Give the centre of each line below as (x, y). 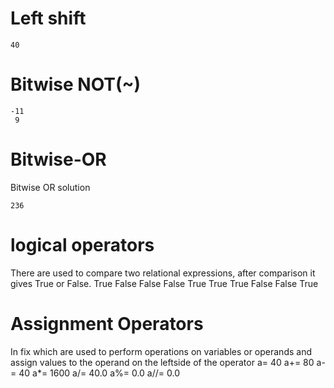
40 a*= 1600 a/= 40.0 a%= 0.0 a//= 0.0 (99, 373)
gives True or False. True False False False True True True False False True (164, 283)
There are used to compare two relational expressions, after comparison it (163, 273)
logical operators (82, 245)
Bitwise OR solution (50, 187)
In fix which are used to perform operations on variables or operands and (161, 351)
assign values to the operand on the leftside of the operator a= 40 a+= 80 (162, 362)
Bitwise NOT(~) (76, 84)
